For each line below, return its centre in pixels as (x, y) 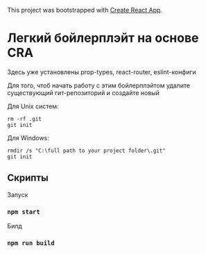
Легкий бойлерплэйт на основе (103, 38)
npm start (24, 212)
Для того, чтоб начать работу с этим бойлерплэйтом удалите (99, 85)
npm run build (31, 243)
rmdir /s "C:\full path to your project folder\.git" (87, 151)
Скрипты (28, 178)
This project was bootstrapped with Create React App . (85, 10)
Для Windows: (28, 137)
